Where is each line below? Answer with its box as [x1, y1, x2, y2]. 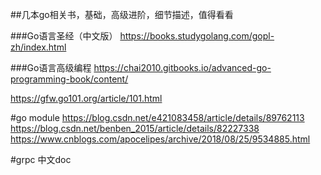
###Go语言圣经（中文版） [10, 30, 118, 42]
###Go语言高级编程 [10, 62, 92, 73]
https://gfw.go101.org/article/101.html [10, 93, 163, 104]
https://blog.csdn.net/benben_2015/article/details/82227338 [10, 123, 260, 134]
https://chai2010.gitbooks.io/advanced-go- [93, 62, 272, 73]
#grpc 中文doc [10, 154, 72, 165]
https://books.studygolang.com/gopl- [119, 30, 275, 42]
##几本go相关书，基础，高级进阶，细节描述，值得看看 [10, 9, 234, 20]
